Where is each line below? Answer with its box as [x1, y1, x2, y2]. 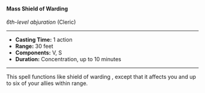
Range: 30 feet [15, 43, 54, 50]
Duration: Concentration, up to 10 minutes [15, 56, 121, 63]
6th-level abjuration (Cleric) [6, 18, 76, 26]
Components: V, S [15, 49, 62, 56]
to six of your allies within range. [6, 80, 88, 87]
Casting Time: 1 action [15, 36, 73, 43]
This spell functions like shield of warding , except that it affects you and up [6, 73, 196, 81]
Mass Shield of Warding [6, 5, 68, 12]
